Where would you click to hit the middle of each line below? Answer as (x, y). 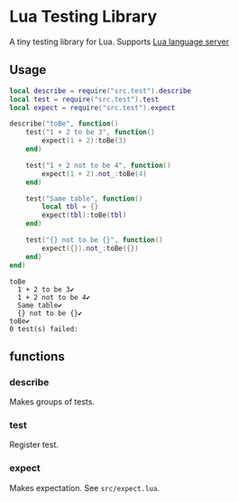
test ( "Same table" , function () (84, 199)
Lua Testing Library (83, 17)
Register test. (34, 445)
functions (37, 356)
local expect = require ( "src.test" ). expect (92, 107)
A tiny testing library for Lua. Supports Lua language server (119, 42)
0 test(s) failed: (44, 329)
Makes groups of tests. (52, 402)
